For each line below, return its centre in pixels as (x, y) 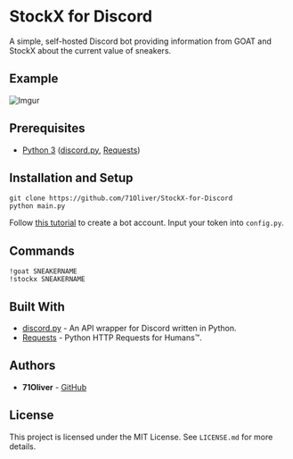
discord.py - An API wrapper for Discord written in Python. (129, 328)
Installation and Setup (71, 177)
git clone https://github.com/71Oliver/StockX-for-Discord (121, 198)
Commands (42, 250)
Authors (33, 366)
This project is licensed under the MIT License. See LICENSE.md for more (141, 437)
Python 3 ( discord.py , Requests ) (81, 150)
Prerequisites (47, 128)
